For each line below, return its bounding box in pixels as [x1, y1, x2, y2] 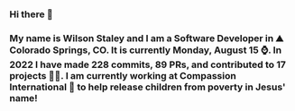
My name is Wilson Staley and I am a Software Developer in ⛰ [9, 31, 284, 44]
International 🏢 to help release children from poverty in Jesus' [9, 81, 286, 93]
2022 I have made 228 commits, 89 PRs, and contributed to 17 [9, 58, 287, 71]
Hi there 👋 [9, 8, 54, 21]
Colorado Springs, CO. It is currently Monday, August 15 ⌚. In [9, 44, 282, 56]
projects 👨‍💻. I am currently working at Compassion [9, 69, 236, 81]
